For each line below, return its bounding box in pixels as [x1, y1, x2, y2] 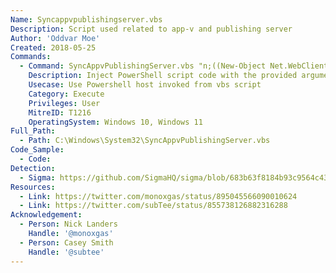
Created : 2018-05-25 [10, 42, 97, 53]
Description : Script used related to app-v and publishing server [10, 24, 293, 34]
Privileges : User [28, 98, 101, 108]
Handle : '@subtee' [28, 247, 105, 257]
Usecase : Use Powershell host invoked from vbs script [28, 80, 262, 90]
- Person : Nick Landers [19, 219, 118, 230]
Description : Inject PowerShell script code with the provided [28, 71, 298, 81]
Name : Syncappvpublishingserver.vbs [10, 14, 163, 25]
